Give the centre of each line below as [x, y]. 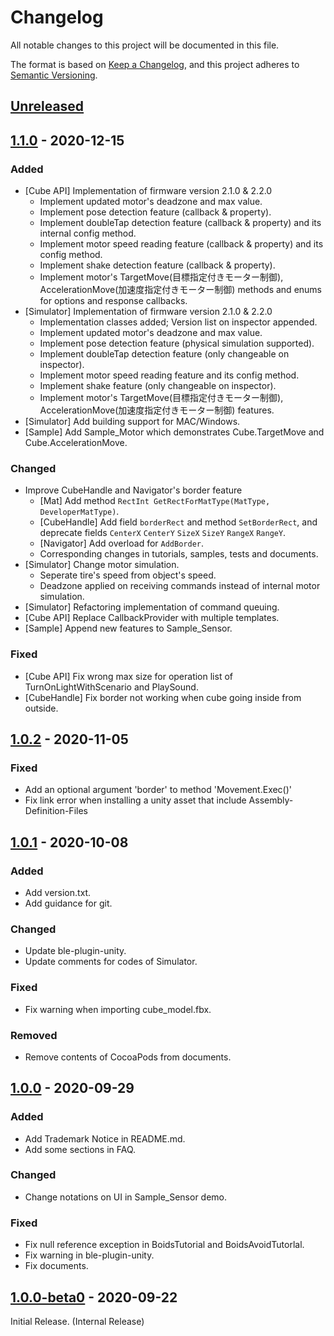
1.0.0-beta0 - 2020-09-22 [94, 1297]
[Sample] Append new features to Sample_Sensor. [128, 628]
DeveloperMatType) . [79, 512]
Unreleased [47, 106]
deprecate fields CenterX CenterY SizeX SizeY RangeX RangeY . [163, 533]
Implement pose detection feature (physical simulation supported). [177, 343]
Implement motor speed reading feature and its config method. [169, 375]
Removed [34, 1035]
